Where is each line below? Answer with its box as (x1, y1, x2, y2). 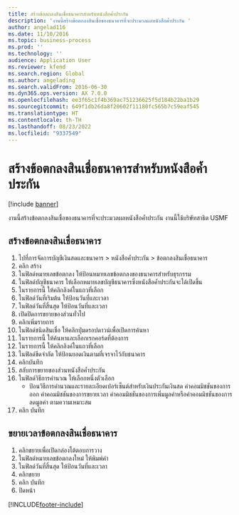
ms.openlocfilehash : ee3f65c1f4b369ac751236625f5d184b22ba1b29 (8, 97, 200, 104)
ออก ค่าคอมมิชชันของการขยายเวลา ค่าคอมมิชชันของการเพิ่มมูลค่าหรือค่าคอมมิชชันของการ (28, 390, 233, 399)
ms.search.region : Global (8, 70, 85, 77)
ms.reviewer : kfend (8, 63, 66, 71)
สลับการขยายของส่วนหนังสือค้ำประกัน (18, 366, 106, 375)
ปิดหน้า (18, 486, 36, 494)
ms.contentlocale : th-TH (8, 116, 82, 123)
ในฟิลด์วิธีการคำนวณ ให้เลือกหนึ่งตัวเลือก (18, 374, 115, 383)
